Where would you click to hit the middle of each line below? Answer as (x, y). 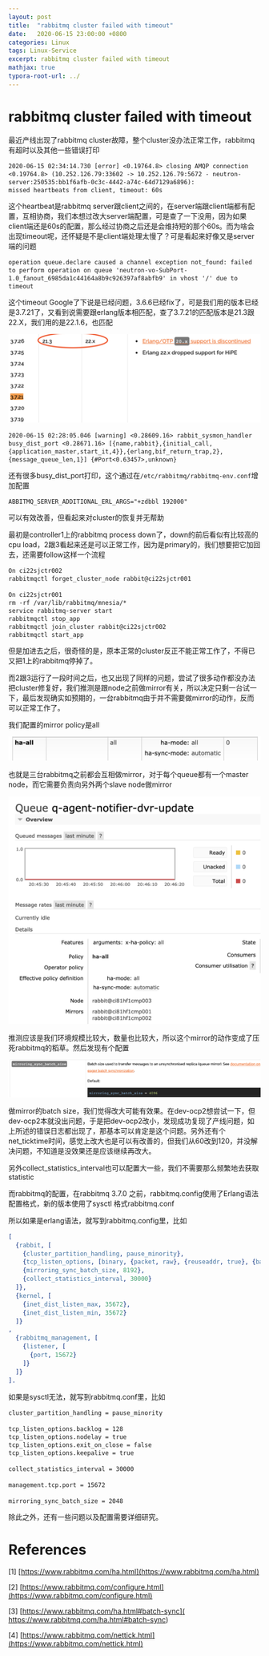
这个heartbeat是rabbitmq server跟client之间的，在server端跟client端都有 (128, 206)
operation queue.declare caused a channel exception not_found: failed (130, 262)
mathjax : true (32, 68)
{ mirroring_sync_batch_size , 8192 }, (84, 1271)
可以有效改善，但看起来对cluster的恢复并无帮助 (86, 518)
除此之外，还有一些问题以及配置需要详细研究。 (85, 1517)
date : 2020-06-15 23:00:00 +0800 (68, 34)
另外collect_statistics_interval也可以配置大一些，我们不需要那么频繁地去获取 (134, 1168)
